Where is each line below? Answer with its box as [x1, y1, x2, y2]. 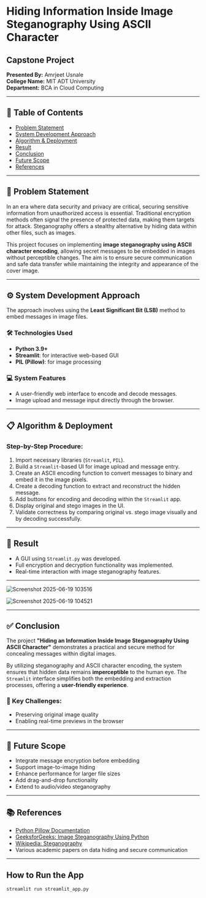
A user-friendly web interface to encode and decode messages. [15, 390, 178, 397]
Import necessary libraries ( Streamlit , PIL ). [15, 456, 125, 464]
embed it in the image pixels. [15, 475, 88, 483]
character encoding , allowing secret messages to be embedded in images [6, 247, 195, 255]
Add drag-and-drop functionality [15, 777, 98, 784]
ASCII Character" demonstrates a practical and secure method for [6, 643, 175, 651]
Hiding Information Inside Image [6, 4, 174, 18]
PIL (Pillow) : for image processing [15, 358, 102, 366]
